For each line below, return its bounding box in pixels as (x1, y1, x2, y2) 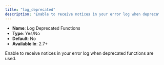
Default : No (12, 35, 36, 42)
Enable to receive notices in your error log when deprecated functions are (5, 50, 154, 56)
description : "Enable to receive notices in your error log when (5, 12, 141, 17)
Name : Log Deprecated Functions (12, 25, 81, 31)
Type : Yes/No (12, 30, 40, 36)
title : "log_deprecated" (5, 7, 56, 12)
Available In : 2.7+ (12, 41, 48, 46)
